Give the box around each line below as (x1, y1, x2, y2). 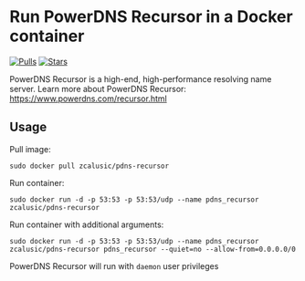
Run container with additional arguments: (9, 219, 164, 230)
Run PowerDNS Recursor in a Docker (9, 6, 294, 27)
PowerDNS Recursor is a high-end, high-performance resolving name (9, 73, 272, 84)
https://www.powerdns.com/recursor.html (9, 93, 167, 104)
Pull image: (9, 143, 52, 154)
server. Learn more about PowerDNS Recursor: (9, 83, 187, 94)
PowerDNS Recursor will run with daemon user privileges (9, 260, 219, 271)
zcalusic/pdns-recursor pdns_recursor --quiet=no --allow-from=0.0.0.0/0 (9, 245, 297, 254)
